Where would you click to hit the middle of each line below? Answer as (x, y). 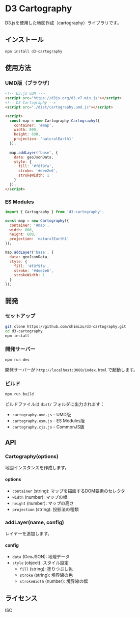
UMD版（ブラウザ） (29, 83)
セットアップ (20, 316)
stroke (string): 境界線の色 (46, 575)
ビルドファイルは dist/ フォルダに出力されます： (55, 404)
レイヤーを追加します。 (29, 534)
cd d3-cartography (24, 331)
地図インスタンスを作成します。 (37, 468)
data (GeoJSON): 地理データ (41, 557)
